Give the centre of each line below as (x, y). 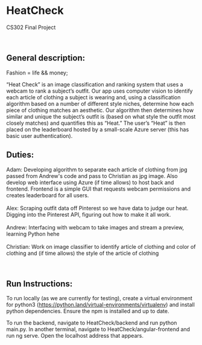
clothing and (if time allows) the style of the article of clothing (83, 253)
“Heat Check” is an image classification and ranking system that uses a (95, 84)
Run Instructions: (39, 284)
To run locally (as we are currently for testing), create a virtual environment (99, 298)
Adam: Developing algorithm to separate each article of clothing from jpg (97, 169)
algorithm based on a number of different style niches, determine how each (100, 103)
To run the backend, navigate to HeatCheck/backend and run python (92, 323)
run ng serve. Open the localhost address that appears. (75, 336)
